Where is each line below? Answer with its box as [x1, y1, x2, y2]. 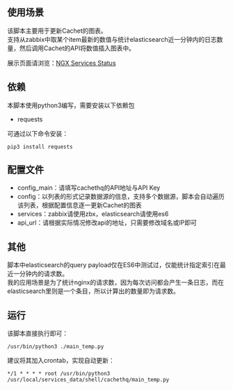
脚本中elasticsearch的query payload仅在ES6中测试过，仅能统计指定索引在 [7, 261, 220, 269]
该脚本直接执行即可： [7, 329, 68, 338]
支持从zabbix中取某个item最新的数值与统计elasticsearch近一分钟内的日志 [7, 35, 217, 43]
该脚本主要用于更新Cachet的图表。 [7, 27, 108, 35]
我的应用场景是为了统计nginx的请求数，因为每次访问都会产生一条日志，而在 [7, 278, 225, 287]
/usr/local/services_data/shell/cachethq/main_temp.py [7, 376, 170, 384]
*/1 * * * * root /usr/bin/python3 [7, 370, 111, 377]
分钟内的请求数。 [19, 269, 68, 278]
